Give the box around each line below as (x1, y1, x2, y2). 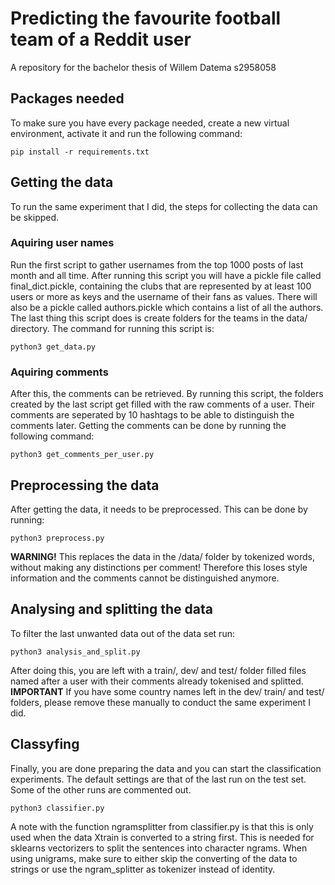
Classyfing (10, 736, 80, 753)
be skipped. (10, 211, 60, 223)
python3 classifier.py (10, 803, 105, 813)
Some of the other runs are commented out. (10, 783, 192, 796)
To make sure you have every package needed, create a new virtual (10, 117, 290, 129)
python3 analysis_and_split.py (10, 647, 141, 657)
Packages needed (10, 90, 125, 107)
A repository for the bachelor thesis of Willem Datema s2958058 (10, 61, 277, 73)
